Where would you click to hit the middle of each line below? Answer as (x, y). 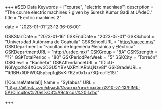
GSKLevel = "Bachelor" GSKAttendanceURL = (51, 62)
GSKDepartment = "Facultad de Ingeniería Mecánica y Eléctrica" (70, 47)
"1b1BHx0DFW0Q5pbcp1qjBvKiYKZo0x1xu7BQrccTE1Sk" (62, 73)
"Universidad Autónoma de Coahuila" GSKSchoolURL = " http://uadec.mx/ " (80, 42)
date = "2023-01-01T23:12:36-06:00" (43, 27)
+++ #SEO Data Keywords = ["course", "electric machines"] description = (80, 7)
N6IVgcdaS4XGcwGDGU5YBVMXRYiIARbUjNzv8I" (56, 67)
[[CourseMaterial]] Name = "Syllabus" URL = (50, 82)
